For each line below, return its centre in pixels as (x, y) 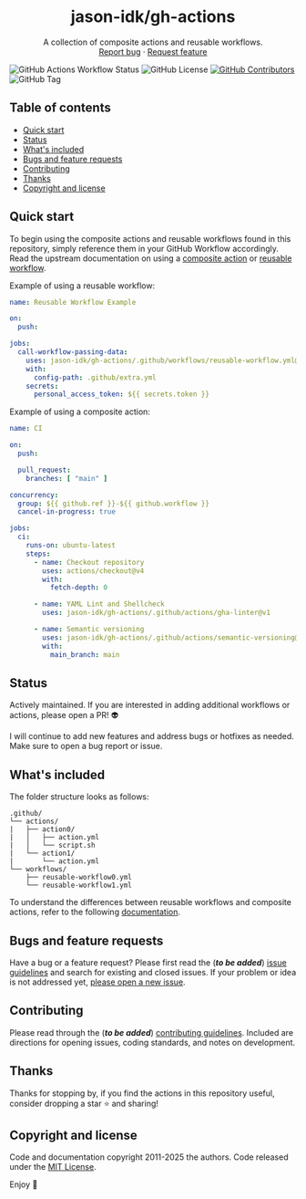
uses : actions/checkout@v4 (93, 571)
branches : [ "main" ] (66, 478)
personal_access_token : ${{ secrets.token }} (121, 394)
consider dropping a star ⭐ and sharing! (84, 1103)
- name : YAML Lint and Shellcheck (99, 604)
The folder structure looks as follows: (79, 797)
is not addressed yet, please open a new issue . (97, 982)
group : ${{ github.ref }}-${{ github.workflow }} (113, 504)
